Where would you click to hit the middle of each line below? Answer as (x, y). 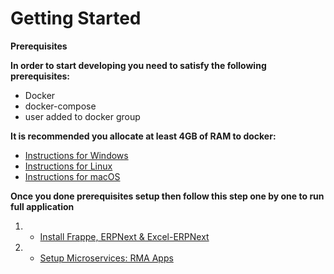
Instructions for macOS (72, 176)
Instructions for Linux (68, 166)
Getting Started (76, 18)
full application (42, 206)
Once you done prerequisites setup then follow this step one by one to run (167, 196)
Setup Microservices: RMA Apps (106, 258)
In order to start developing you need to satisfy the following (138, 65)
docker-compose (60, 106)
